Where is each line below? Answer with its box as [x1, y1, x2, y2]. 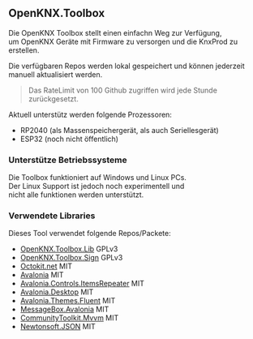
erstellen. [8, 45, 40, 55]
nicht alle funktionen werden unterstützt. [8, 190, 144, 200]
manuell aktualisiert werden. [8, 69, 103, 79]
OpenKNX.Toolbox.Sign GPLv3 [19, 253, 123, 263]
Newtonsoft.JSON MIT [19, 322, 96, 332]
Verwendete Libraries [8, 210, 96, 221]
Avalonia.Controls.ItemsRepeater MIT [19, 279, 144, 289]
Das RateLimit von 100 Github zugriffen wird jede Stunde [28, 85, 217, 95]
